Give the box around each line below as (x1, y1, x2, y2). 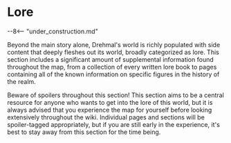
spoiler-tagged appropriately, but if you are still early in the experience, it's (7, 120, 220, 128)
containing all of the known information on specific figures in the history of (7, 70, 220, 78)
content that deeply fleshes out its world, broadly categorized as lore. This (7, 48, 219, 56)
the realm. (7, 77, 36, 85)
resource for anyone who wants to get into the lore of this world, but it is (7, 98, 213, 106)
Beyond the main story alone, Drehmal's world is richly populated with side (7, 40, 221, 49)
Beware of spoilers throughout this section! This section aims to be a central (7, 91, 225, 99)
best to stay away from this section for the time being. (7, 128, 161, 136)
